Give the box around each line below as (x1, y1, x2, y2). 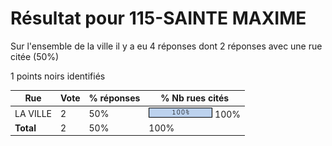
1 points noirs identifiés (10, 70, 106, 82)
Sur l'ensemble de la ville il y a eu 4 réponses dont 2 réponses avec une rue (10, 40, 323, 52)
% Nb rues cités (160, 92, 230, 104)
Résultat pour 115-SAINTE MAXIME (10, 7, 307, 30)
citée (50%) (10, 50, 60, 62)
